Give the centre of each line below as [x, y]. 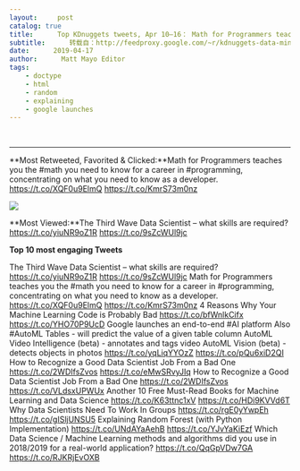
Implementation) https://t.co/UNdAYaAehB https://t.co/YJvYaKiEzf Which [144, 429]
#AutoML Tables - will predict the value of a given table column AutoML [141, 334]
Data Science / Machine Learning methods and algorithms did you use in [143, 439]
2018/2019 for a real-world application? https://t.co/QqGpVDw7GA [131, 448]
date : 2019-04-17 [51, 51]
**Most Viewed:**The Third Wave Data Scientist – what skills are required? [149, 223]
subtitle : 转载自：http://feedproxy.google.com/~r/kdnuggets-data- [145, 43]
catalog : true [36, 26]
